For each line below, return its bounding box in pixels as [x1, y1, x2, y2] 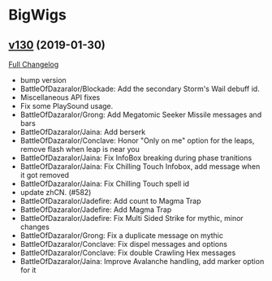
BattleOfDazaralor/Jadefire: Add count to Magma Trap [19, 197, 201, 205]
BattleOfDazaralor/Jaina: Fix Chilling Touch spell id [19, 179, 189, 188]
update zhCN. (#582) [19, 188, 92, 197]
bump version [19, 76, 67, 84]
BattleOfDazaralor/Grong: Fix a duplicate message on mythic [19, 231, 223, 240]
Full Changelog [8, 59, 59, 69]
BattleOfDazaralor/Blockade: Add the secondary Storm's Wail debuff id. [19, 84, 260, 93]
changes [19, 222, 50, 231]
